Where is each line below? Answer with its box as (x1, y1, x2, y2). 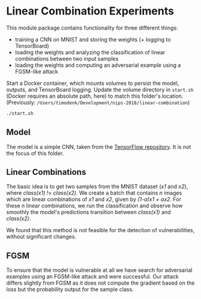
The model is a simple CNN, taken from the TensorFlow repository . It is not (6, 143, 191, 150)
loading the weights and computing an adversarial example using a (14, 61, 181, 69)
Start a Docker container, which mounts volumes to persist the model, (6, 80, 179, 87)
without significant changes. (6, 233, 76, 241)
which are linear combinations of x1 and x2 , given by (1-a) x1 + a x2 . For (6, 196, 182, 203)
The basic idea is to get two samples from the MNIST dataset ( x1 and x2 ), (6, 183, 188, 190)
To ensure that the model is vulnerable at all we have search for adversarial (6, 266, 193, 274)
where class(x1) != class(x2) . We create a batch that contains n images (6, 189, 182, 197)
